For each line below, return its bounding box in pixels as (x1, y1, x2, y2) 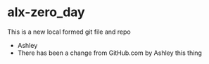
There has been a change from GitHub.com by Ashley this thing (17, 49, 203, 57)
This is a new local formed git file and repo (7, 27, 132, 36)
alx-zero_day (7, 4, 86, 20)
